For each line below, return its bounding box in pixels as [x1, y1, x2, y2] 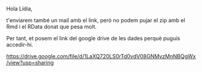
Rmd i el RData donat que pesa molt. [6, 23, 97, 30]
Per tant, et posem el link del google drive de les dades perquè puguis [6, 35, 180, 41]
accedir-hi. [6, 41, 33, 48]
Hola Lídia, [6, 5, 33, 12]
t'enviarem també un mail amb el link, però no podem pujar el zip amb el [6, 17, 186, 23]
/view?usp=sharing [6, 59, 54, 66]
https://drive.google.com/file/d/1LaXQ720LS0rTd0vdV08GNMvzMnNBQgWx [6, 53, 196, 59]
